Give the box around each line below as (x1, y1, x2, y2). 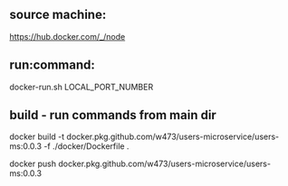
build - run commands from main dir (9, 107, 217, 123)
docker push (9, 158, 57, 170)
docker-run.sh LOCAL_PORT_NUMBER (9, 81, 154, 92)
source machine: (9, 7, 107, 23)
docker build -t (9, 131, 65, 143)
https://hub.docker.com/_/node (9, 31, 126, 42)
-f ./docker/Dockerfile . (43, 141, 130, 152)
